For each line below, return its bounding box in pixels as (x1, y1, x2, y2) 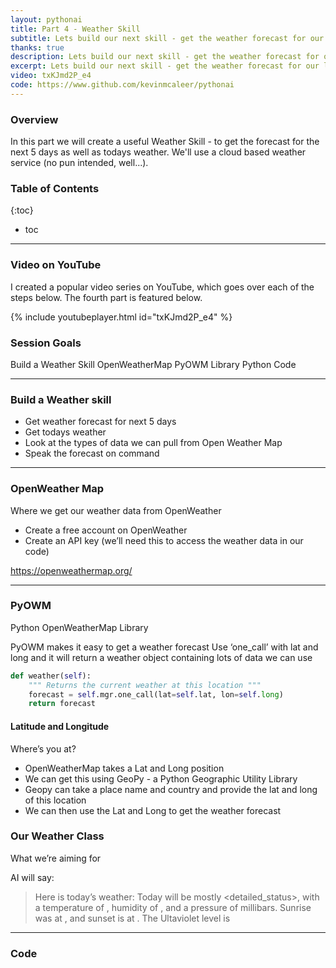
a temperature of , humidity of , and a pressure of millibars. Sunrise (34, 901, 312, 913)
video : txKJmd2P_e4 (10, 71, 92, 81)
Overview (10, 112, 59, 126)
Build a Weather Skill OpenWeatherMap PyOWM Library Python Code (10, 358, 297, 370)
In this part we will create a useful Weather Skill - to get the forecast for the (10, 136, 320, 148)
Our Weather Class (10, 829, 105, 843)
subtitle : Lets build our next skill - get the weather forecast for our (10, 33, 325, 43)
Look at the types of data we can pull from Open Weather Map (24, 437, 283, 449)
